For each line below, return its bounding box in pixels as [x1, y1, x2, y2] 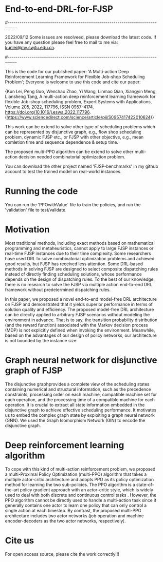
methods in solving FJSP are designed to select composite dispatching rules [5, 266, 158, 271]
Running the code [5, 186, 78, 197]
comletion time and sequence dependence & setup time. [5, 139, 118, 145]
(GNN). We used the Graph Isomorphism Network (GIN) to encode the [5, 417, 145, 423]
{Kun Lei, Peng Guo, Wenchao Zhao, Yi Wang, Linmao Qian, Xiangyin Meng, [5, 88, 157, 94]
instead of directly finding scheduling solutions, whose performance [5, 271, 142, 277]
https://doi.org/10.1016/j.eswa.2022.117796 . [5, 109, 91, 115]
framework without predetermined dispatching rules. [5, 287, 111, 292]
